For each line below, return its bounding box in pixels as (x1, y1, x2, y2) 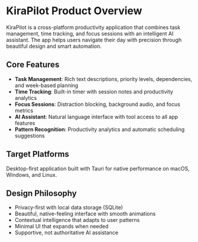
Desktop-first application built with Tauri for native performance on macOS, (6, 164, 190, 172)
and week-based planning (14, 82, 79, 89)
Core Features (6, 60, 60, 70)
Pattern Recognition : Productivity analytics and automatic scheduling (14, 125, 185, 133)
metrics (14, 107, 34, 114)
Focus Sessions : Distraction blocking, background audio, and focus (14, 101, 180, 108)
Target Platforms (6, 149, 70, 159)
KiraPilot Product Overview (6, 4, 142, 18)
